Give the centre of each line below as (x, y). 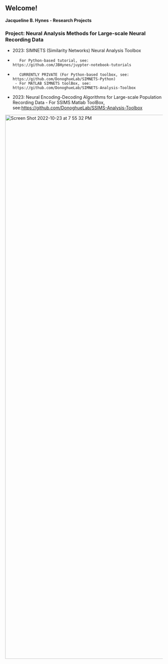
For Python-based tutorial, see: (54, 61)
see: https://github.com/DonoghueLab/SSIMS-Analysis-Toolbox (77, 108)
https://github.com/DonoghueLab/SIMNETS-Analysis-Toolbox (74, 88)
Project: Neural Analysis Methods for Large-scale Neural (75, 33)
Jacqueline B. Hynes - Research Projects (48, 20)
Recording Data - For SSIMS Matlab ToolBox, (58, 103)
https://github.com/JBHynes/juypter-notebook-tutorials (72, 65)
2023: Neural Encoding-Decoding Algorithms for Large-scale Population (87, 97)
